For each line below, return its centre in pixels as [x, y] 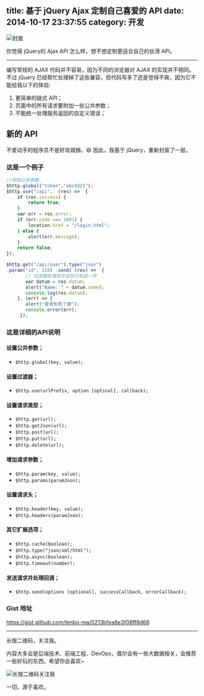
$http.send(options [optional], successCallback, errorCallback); [101, 592]
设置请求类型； [25, 405]
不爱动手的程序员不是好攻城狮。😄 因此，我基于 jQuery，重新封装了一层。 [99, 150]
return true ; [45, 203]
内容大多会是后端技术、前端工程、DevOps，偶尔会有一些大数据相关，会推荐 [101, 653]
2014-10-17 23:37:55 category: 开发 [75, 22]
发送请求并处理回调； [33, 577]
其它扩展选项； [25, 530]
